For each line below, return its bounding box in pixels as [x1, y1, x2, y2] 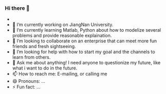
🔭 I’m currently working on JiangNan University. [12, 21, 114, 28]
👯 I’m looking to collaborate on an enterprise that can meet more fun [12, 38, 157, 44]
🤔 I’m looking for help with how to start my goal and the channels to [12, 49, 155, 55]
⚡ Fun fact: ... [12, 84, 41, 90]
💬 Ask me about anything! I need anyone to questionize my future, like [12, 60, 161, 66]
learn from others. [12, 54, 51, 60]
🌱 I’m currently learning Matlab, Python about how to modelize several [12, 27, 161, 33]
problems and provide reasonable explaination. [12, 33, 112, 39]
